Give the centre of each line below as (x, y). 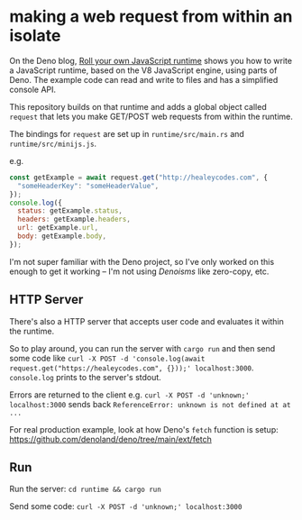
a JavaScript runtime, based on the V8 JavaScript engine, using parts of (143, 70)
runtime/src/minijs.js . (53, 143)
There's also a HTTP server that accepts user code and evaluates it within (146, 321)
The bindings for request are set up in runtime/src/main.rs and (127, 133)
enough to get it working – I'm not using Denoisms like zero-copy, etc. (139, 271)
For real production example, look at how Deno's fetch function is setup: (144, 429)
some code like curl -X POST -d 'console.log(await (107, 358)
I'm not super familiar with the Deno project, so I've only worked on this (142, 261)
